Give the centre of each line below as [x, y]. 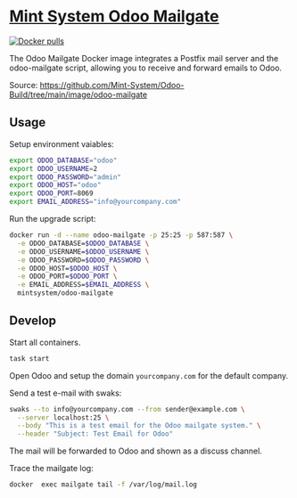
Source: [24, 85]
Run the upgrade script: [53, 219]
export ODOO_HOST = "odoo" [55, 185]
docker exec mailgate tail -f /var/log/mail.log [103, 485]
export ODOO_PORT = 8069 [51, 193]
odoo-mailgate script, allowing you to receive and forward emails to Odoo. [146, 68]
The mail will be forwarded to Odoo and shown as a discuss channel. [136, 451]
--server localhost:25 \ [63, 417]
